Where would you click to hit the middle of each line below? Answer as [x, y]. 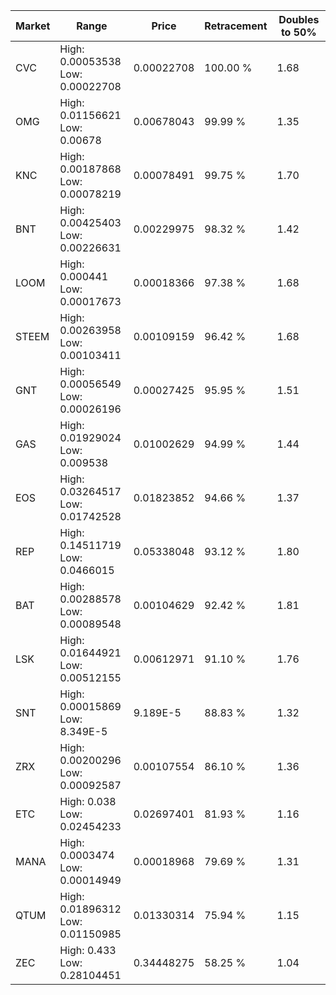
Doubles [299, 19]
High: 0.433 [88, 950]
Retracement [236, 26]
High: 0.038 [88, 801]
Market [33, 26]
